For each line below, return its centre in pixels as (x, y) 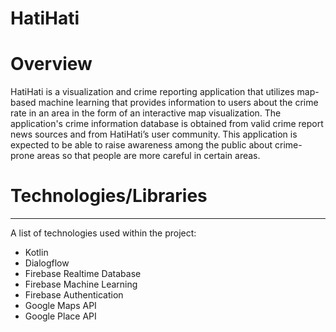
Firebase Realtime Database (83, 274)
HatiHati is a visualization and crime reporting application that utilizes (152, 92)
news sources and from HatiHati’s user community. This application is (154, 134)
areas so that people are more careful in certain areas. (148, 156)
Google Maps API (60, 306)
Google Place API (60, 316)
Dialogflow (47, 263)
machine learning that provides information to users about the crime (178, 103)
